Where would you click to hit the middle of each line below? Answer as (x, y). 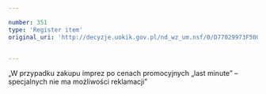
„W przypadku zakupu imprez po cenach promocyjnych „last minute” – (123, 73)
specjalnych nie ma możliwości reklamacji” (78, 82)
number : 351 (28, 22)
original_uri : (32, 37)
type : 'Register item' (46, 30)
